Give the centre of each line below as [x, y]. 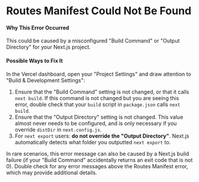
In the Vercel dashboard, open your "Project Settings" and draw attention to [99, 74]
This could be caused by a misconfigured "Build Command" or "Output [93, 41]
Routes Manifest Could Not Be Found [99, 11]
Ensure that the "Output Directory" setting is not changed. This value [99, 117]
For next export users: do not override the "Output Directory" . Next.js [102, 136]
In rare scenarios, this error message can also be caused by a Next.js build [98, 154]
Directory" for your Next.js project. [48, 47]
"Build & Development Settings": [46, 80]
